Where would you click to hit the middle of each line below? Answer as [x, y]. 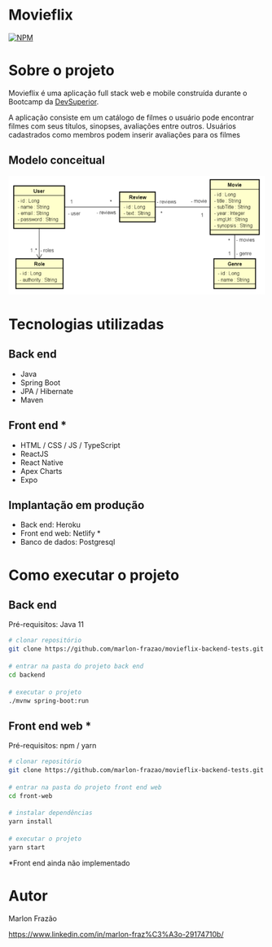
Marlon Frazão [33, 919]
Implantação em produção [77, 505]
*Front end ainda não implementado [69, 863]
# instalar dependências [50, 813]
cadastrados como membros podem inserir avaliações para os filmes [124, 134]
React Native [42, 463]
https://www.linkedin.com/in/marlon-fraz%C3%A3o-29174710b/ [116, 934]
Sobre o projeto [61, 70]
